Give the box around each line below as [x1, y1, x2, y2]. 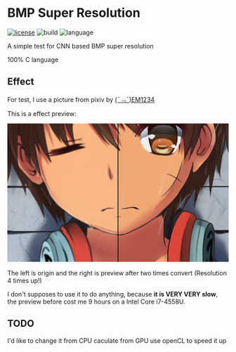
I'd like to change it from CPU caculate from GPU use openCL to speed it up [7, 336, 227, 345]
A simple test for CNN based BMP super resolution [7, 41, 155, 50]
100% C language [7, 55, 59, 64]
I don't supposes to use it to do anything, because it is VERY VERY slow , [7, 289, 218, 298]
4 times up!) [7, 276, 42, 285]
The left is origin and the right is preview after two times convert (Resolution [7, 268, 227, 277]
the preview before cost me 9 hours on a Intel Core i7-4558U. [7, 297, 186, 306]
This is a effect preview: [7, 109, 77, 117]
